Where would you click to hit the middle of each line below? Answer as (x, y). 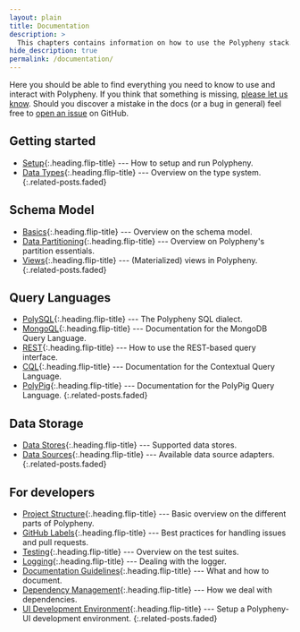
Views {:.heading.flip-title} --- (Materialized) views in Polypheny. (140, 260)
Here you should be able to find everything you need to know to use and (142, 85)
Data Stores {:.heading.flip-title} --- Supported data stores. (129, 445)
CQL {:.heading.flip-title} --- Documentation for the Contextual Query (148, 367)
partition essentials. (58, 251)
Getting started (53, 141)
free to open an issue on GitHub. (69, 113)
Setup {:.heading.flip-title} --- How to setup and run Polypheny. (137, 163)
